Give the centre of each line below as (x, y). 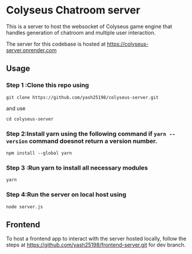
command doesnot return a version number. (93, 141)
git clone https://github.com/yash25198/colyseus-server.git (82, 97)
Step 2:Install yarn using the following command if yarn (86, 133)
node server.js (25, 207)
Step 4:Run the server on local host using (66, 195)
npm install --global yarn (39, 153)
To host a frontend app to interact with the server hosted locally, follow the (96, 239)
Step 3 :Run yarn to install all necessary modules (77, 167)
